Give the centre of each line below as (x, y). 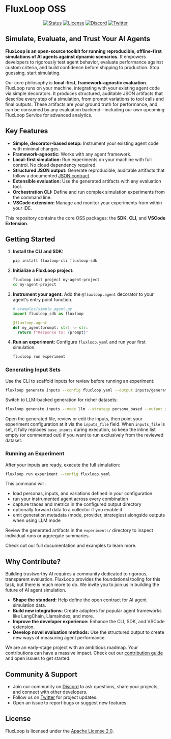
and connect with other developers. (50, 692)
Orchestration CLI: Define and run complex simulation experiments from (89, 192)
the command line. (32, 197)
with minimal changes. (36, 148)
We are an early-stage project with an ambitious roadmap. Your (72, 648)
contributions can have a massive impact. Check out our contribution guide (84, 653)
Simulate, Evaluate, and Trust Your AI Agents (78, 39)
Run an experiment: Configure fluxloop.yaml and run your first (79, 342)
